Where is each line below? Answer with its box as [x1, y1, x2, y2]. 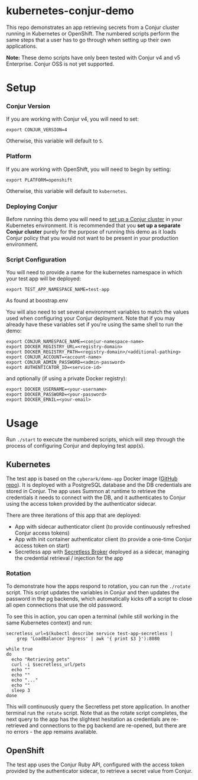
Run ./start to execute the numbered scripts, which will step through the [6, 436, 185, 443]
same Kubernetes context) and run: [6, 619, 93, 626]
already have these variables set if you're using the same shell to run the [6, 321, 183, 328]
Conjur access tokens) [14, 529, 70, 536]
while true [6, 646, 33, 652]
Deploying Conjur [6, 202, 58, 211]
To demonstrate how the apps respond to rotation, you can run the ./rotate [6, 582, 191, 590]
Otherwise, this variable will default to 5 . [6, 137, 103, 144]
